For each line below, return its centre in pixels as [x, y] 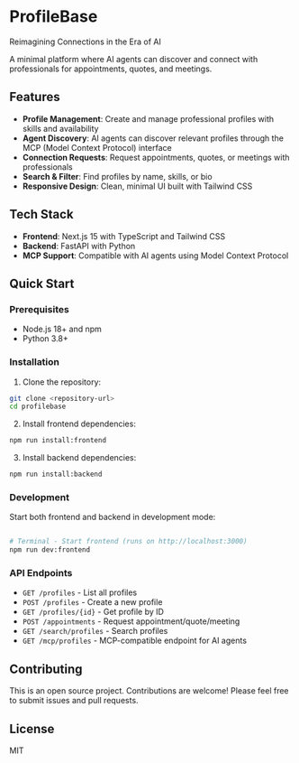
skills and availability [60, 128]
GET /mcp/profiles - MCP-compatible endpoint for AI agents [135, 641]
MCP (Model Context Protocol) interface [97, 147]
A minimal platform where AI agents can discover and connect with [134, 59]
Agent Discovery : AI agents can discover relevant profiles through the [153, 138]
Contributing [46, 669]
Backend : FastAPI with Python [79, 246]
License [32, 729]
